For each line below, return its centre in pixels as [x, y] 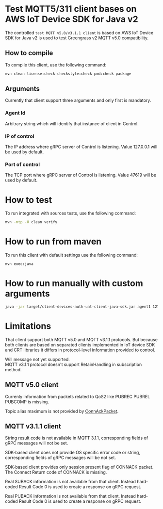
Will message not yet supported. [38, 359]
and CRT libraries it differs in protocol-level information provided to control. [80, 350]
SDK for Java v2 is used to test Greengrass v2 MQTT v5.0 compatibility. [77, 38]
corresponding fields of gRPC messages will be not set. [61, 458]
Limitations [28, 326]
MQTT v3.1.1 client [33, 426]
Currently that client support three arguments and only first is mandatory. [78, 100]
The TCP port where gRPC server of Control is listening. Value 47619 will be [81, 175]
